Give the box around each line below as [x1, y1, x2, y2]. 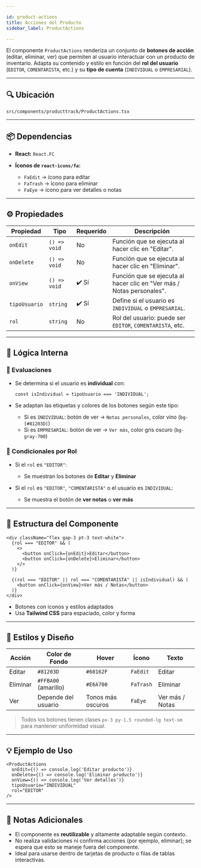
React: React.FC [14, 151, 55, 157]
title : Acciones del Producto [6, 19, 82, 26]
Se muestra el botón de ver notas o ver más [23, 495, 133, 503]
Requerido [76, 227, 106, 235]
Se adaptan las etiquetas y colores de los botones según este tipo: [14, 401, 179, 409]
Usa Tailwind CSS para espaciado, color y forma [14, 609, 136, 617]
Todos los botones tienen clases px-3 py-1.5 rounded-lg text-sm [20, 716, 182, 723]
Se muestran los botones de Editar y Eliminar [23, 472, 136, 480]
